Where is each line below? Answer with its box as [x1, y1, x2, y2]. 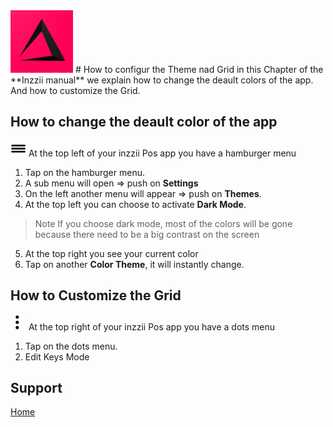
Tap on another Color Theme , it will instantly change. [24, 258, 245, 270]
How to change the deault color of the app [10, 114, 278, 131]
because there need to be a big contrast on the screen [34, 228, 260, 240]
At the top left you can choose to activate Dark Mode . [24, 198, 247, 210]
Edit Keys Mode [24, 350, 90, 363]
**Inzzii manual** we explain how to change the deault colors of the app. [10, 74, 314, 86]
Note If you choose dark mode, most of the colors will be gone [34, 217, 293, 229]
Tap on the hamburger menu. [24, 166, 145, 178]
